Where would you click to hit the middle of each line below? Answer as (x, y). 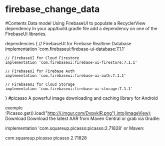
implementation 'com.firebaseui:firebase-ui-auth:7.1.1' (66, 76)
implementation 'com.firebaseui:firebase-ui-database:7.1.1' (65, 49)
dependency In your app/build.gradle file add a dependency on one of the (81, 28)
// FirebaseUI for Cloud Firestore (42, 58)
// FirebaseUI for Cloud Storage (40, 84)
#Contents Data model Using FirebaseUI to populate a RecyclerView (75, 23)
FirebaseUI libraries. (26, 34)
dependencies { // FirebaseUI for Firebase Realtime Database (68, 43)
